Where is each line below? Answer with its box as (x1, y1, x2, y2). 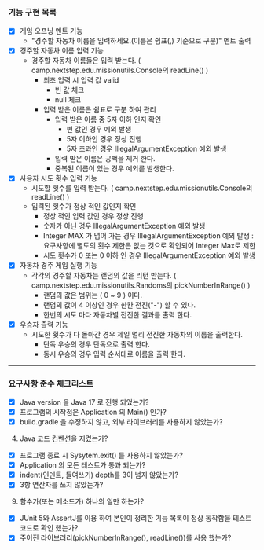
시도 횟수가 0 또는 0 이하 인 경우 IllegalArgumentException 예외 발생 (42, 251, 256, 260)
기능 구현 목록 (8, 6, 57, 17)
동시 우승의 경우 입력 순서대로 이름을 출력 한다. (42, 349, 186, 358)
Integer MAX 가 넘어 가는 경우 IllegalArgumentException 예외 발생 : (42, 231, 254, 240)
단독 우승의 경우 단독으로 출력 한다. (42, 339, 151, 349)
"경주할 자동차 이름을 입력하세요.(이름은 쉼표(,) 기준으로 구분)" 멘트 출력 (31, 36, 251, 46)
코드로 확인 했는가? (19, 523, 79, 533)
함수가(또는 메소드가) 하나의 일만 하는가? (19, 497, 144, 506)
